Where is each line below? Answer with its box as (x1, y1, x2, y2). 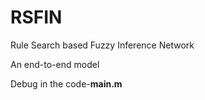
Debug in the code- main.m (10, 77, 123, 90)
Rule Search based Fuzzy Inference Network (10, 39, 195, 51)
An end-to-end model (10, 58, 100, 70)
